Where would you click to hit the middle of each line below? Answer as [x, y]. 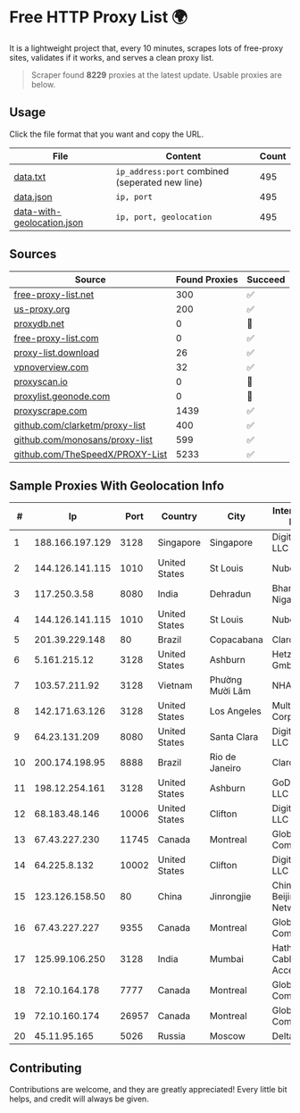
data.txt [30, 177]
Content [183, 155]
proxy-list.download [57, 352]
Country [179, 516]
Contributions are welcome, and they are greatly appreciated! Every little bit [148, 1090]
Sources [33, 254]
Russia [171, 1036]
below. [43, 84]
